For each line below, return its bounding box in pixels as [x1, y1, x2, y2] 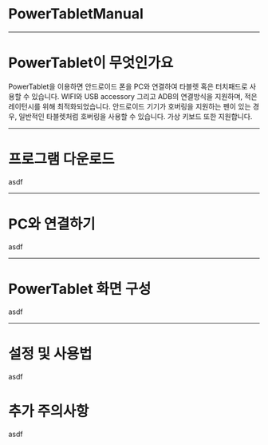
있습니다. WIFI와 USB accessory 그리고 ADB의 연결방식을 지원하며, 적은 [31, 91, 258, 101]
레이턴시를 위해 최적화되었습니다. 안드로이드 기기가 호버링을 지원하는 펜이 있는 [8, 101, 251, 111]
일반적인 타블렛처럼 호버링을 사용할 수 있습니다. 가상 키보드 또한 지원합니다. [18, 111, 253, 121]
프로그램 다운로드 [8, 150, 115, 169]
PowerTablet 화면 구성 [8, 280, 152, 298]
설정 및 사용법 [8, 344, 93, 363]
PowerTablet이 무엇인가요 [8, 54, 174, 72]
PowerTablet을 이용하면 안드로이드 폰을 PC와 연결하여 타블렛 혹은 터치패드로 [8, 81, 248, 91]
